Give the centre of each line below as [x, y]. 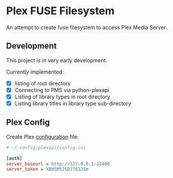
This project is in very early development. [57, 60]
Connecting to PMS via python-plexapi [62, 90]
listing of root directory [43, 83]
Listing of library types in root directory [63, 97]
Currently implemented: [35, 72]
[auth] [14, 158]
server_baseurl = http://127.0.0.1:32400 [58, 164]
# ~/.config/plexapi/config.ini [46, 147]
